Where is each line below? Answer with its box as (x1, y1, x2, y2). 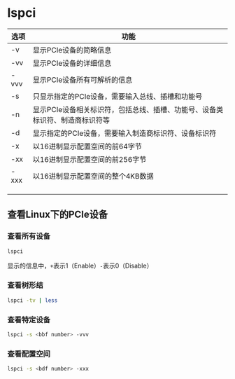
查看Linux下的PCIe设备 (7, 209, 108, 221)
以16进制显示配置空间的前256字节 (32, 154, 147, 164)
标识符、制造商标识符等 (32, 115, 111, 125)
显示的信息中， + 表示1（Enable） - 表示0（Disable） (7, 261, 153, 270)
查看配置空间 (7, 349, 51, 359)
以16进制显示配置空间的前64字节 (32, 142, 142, 151)
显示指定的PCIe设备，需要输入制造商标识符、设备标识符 (32, 128, 217, 138)
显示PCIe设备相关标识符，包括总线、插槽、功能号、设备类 (32, 104, 224, 114)
